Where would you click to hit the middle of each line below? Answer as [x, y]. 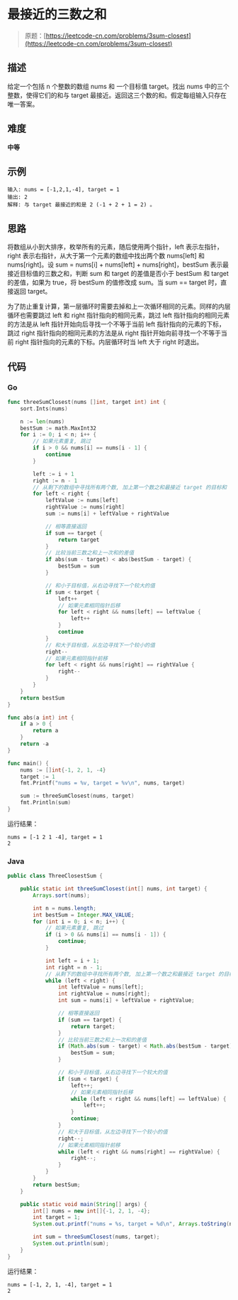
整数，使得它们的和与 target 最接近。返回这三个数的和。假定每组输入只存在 [117, 95]
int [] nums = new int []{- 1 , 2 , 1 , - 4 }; [92, 1211]
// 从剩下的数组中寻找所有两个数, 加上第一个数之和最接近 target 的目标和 [130, 487]
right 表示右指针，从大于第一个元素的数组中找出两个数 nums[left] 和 [106, 256]
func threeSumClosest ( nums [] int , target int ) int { [87, 402]
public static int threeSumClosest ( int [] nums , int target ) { [114, 889]
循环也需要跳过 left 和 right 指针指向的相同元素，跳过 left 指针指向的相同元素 [119, 315]
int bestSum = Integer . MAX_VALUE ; [84, 915]
